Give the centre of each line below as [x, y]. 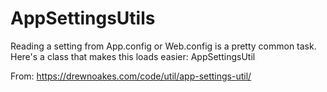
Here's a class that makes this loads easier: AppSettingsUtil [133, 56]
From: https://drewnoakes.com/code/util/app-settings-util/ [131, 76]
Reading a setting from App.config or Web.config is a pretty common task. [163, 46]
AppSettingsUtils [83, 18]
